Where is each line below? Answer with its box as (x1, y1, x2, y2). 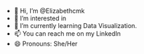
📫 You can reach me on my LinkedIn (13, 29, 122, 38)
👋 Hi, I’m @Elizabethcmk (13, 7, 85, 15)
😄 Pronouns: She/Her (13, 39, 78, 48)
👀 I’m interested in (13, 14, 67, 22)
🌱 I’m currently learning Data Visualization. (13, 22, 137, 29)
